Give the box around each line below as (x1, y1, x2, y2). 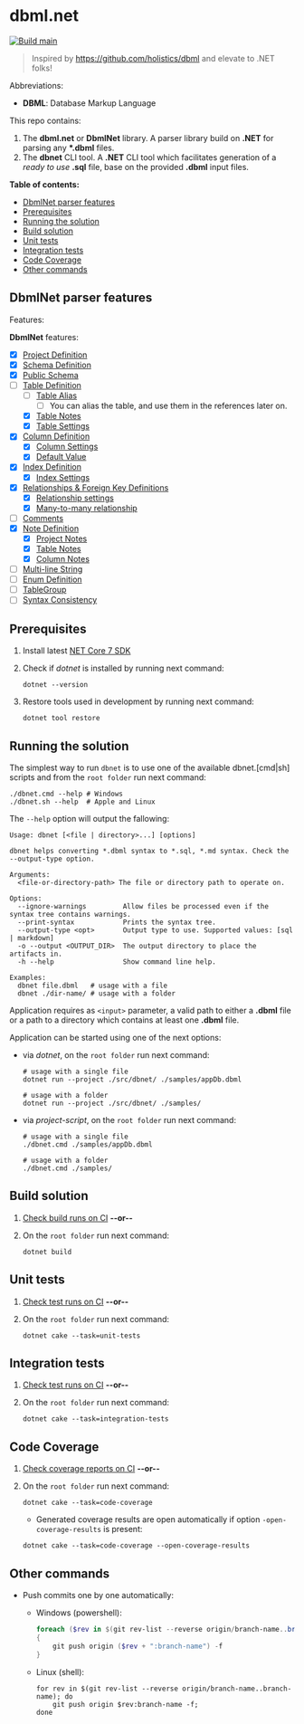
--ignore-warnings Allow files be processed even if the (17, 901, 270, 910)
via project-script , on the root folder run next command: (22, 1114, 237, 1125)
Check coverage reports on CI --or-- (22, 1463, 160, 1474)
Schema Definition (22, 359, 92, 370)
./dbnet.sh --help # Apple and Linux (9, 797, 156, 806)
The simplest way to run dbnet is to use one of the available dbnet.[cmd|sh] (9, 762, 290, 773)
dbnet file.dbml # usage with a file (17, 981, 168, 990)
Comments (22, 512, 64, 523)
